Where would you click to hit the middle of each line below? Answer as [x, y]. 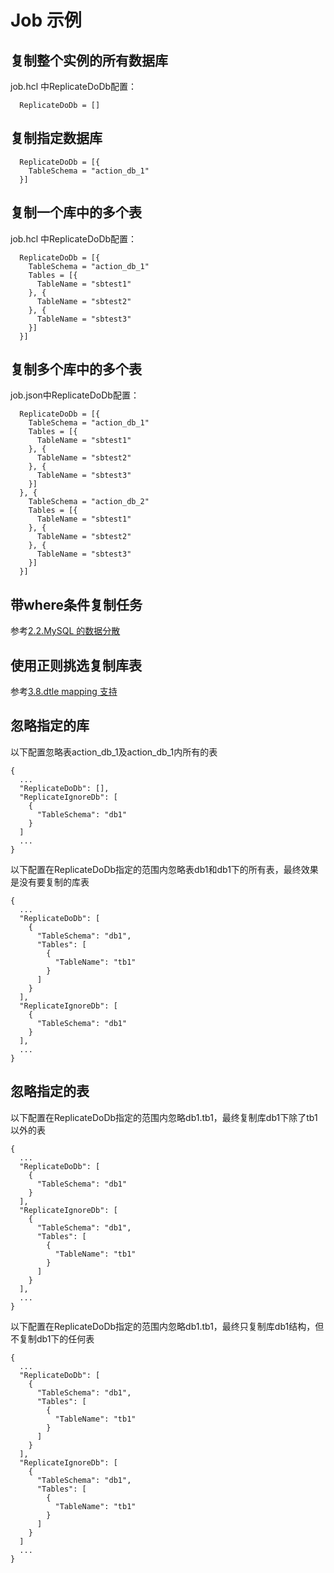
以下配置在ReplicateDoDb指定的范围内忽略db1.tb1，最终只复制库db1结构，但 [167, 1326]
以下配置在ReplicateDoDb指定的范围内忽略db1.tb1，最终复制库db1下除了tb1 [164, 1117]
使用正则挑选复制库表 [76, 665]
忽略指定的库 [50, 726]
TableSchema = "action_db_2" [89, 502]
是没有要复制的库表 [50, 882]
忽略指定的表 [50, 1091]
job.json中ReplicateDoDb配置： [75, 395]
